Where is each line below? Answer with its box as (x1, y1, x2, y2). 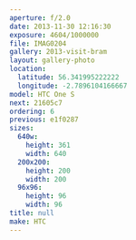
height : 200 (25, 166, 71, 175)
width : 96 (25, 200, 63, 210)
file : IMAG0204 (9, 38, 67, 48)
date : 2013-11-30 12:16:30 (9, 22, 112, 31)
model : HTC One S (9, 89, 75, 99)
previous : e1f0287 (9, 115, 79, 124)
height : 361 (25, 141, 71, 150)
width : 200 (25, 174, 67, 183)
